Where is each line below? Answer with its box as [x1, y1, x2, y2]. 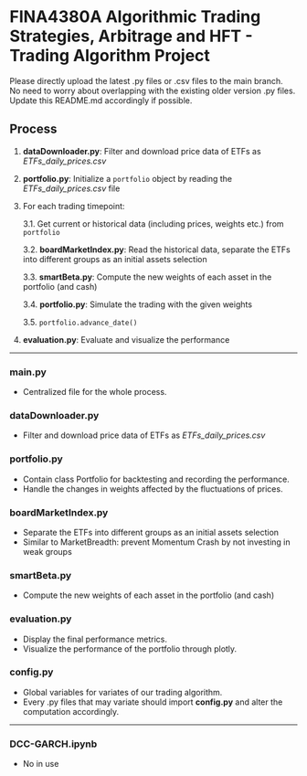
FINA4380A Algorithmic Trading [9, 6, 261, 27]
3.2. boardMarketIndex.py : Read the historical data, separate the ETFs [22, 244, 291, 255]
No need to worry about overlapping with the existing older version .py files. [9, 85, 296, 96]
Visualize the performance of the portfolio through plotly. [22, 643, 238, 654]
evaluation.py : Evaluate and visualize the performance [22, 334, 230, 345]
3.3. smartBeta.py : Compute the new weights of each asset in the [22, 271, 272, 282]
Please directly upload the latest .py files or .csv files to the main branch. [9, 75, 283, 86]
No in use [22, 759, 59, 770]
